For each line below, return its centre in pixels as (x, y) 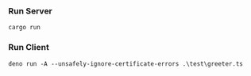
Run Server (31, 11)
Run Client (29, 47)
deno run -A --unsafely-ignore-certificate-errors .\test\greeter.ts (126, 64)
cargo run (25, 28)
